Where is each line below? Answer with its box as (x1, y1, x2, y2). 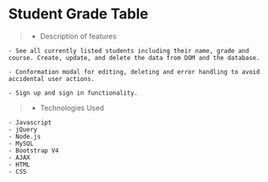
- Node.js (8, 132, 42, 140)
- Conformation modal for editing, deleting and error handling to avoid (8, 67, 261, 76)
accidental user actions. (8, 75, 95, 83)
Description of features (39, 31, 117, 41)
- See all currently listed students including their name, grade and (8, 47, 250, 55)
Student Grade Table (8, 5, 148, 23)
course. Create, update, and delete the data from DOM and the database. (8, 54, 261, 62)
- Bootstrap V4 (8, 146, 59, 155)
